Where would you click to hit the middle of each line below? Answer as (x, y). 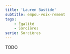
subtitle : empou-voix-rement (35, 14)
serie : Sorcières (23, 33)
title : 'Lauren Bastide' (31, 10)
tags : (11, 19)
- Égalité (24, 24)
